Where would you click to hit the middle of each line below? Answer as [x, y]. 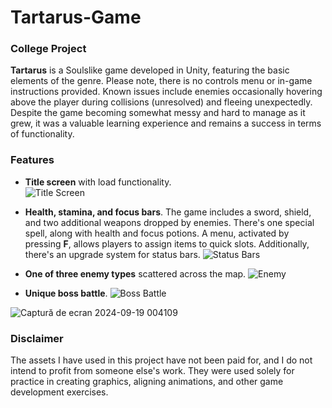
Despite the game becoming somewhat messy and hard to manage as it [158, 113]
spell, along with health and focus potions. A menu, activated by [157, 233]
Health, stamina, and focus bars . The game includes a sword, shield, [168, 212]
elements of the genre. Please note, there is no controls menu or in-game [161, 81]
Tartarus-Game [76, 17]
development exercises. [59, 392]
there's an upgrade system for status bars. [112, 254]
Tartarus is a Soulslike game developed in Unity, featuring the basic [150, 70]
